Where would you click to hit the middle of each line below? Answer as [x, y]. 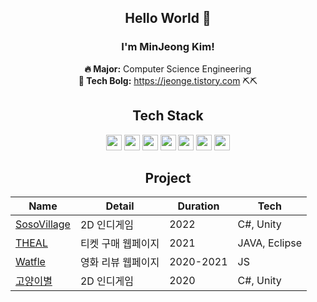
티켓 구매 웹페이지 [119, 244]
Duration [198, 206]
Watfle [30, 262]
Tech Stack [168, 116]
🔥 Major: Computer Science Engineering [168, 68]
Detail [120, 206]
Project [168, 177]
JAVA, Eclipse [270, 243]
